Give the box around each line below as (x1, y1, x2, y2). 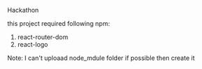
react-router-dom (17, 33, 69, 41)
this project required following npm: (7, 20, 110, 27)
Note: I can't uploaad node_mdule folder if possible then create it (7, 54, 195, 62)
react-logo (17, 40, 48, 48)
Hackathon (7, 6, 39, 14)
